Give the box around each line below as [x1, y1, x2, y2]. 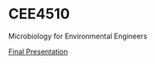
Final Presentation [8, 46, 68, 56]
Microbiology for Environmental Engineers [8, 31, 148, 41]
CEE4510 [8, 5, 71, 23]
